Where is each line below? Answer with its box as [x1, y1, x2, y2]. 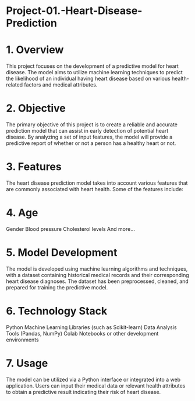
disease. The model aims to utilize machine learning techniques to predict [6, 69, 183, 76]
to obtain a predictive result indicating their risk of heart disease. [6, 388, 161, 395]
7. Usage [6, 357, 48, 369]
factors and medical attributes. [24, 81, 98, 88]
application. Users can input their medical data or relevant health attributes [6, 382, 186, 389]
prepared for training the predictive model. [6, 284, 108, 291]
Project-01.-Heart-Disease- [6, 4, 143, 18]
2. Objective [6, 102, 66, 115]
